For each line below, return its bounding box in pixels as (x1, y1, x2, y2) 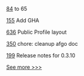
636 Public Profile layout (6, 28, 67, 36)
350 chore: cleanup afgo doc (6, 40, 78, 47)
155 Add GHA (6, 17, 40, 24)
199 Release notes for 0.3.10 (6, 52, 76, 59)
